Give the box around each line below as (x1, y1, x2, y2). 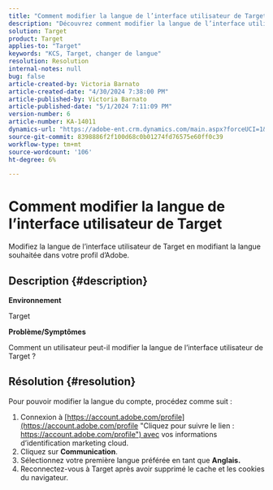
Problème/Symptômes (8, 327, 87, 336)
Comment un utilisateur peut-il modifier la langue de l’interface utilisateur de (8, 343, 264, 352)
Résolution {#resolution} (8, 375, 136, 388)
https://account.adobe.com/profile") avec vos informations (19, 429, 218, 439)
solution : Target (8, 27, 67, 35)
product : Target (8, 34, 63, 43)
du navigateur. (19, 472, 69, 482)
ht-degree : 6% (8, 155, 57, 163)
